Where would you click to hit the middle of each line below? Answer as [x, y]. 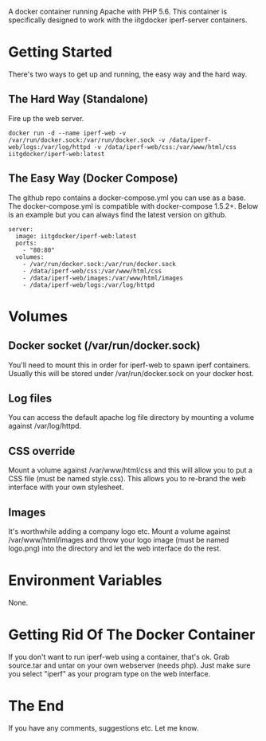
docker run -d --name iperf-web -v [67, 133]
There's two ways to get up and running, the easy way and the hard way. [128, 74]
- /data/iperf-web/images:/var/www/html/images [103, 278]
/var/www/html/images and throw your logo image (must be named [119, 540]
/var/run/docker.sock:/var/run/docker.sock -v [87, 140]
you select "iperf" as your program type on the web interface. [110, 673]
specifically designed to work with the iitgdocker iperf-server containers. [128, 20]
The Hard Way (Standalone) [78, 99]
